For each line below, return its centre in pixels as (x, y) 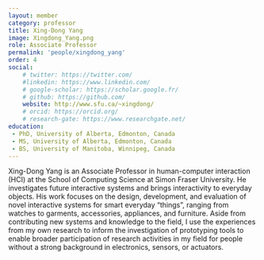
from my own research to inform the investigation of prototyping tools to (126, 231)
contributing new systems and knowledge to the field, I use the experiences (132, 222)
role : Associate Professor (53, 45)
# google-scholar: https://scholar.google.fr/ (101, 89)
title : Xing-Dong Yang (46, 30)
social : (21, 68)
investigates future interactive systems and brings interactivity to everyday (130, 188)
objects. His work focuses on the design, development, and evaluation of (128, 196)
